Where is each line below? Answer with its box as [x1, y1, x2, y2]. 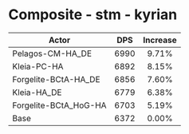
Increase [143, 34, 177, 45]
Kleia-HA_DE [12, 86, 62, 97]
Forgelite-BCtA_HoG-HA [12, 100, 107, 111]
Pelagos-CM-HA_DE [12, 48, 92, 59]
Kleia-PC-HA [12, 61, 64, 72]
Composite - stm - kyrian [8, 6, 178, 24]
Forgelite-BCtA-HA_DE [12, 73, 101, 85]
